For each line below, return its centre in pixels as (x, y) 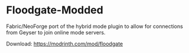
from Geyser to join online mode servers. (56, 32)
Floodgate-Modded (55, 10)
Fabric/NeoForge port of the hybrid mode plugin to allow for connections (94, 26)
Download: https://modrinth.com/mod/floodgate (64, 44)
